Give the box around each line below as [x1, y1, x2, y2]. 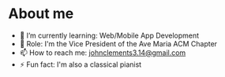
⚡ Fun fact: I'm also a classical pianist [19, 60, 142, 69]
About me [8, 5, 74, 23]
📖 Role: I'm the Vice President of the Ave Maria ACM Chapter [19, 38, 218, 48]
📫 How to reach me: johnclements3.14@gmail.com [19, 48, 186, 57]
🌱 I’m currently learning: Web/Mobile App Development [19, 31, 200, 40]
